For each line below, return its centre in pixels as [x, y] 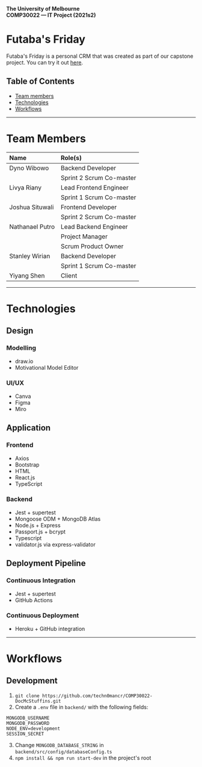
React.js [25, 477]
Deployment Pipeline [46, 563]
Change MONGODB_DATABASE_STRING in [59, 745]
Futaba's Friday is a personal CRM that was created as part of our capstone [100, 56]
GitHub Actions [34, 600]
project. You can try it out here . [45, 62]
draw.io [24, 361]
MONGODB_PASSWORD [28, 723]
